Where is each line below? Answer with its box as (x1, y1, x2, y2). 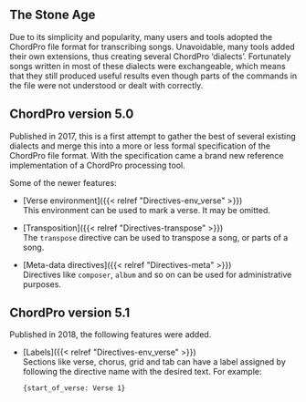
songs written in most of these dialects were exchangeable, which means (9, 60, 286, 71)
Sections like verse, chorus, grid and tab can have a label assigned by (22, 356, 286, 367)
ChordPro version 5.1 (9, 305, 131, 321)
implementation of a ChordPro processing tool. (9, 160, 185, 170)
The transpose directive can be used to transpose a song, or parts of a (22, 232, 289, 242)
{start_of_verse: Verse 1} (22, 384, 126, 393)
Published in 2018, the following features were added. (9, 329, 212, 340)
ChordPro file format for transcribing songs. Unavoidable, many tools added (9, 41, 295, 52)
